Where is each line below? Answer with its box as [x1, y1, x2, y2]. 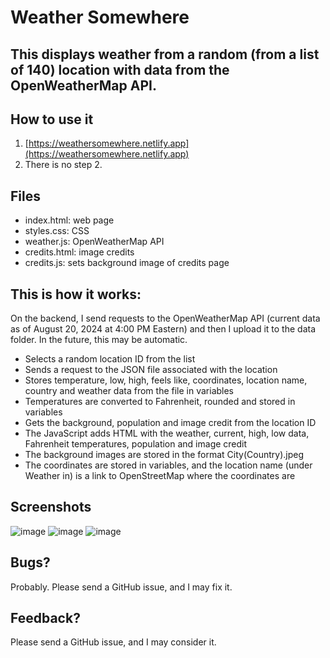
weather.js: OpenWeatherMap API [24, 236, 165, 248]
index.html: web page [24, 214, 115, 226]
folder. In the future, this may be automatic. [10, 334, 188, 346]
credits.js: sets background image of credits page [24, 257, 230, 269]
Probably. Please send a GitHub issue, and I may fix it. [10, 581, 233, 593]
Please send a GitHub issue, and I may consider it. [10, 636, 217, 648]
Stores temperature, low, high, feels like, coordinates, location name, [24, 374, 308, 386]
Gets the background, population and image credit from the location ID [24, 417, 317, 429]
